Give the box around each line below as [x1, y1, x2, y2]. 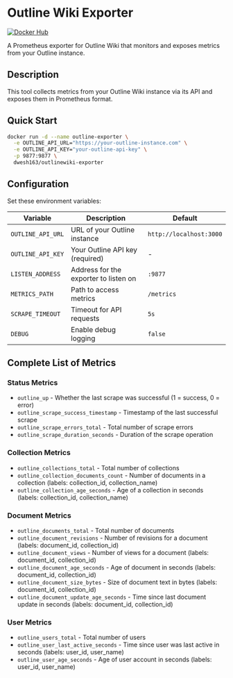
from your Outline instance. [7, 49, 85, 57]
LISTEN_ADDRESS [10, 270, 61, 278]
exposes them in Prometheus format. [7, 94, 113, 103]
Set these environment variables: [7, 197, 102, 205]
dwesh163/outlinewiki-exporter [13, 159, 104, 166]
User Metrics [7, 617, 52, 627]
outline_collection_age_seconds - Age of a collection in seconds [17, 486, 204, 494]
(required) [70, 254, 104, 263]
